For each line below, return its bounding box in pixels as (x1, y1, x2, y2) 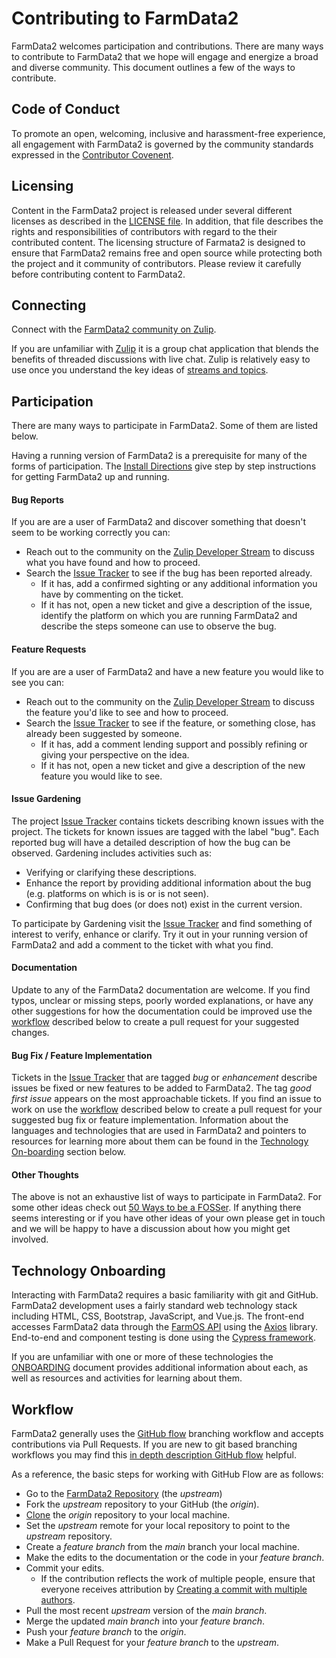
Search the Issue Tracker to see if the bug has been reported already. (25, 567, 313, 579)
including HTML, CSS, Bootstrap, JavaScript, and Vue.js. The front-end (11, 1310, 305, 1322)
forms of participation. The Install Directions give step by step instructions (11, 460, 317, 472)
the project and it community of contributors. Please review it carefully (11, 257, 302, 269)
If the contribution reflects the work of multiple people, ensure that (40, 1573, 316, 1585)
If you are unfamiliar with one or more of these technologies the (11, 1351, 274, 1363)
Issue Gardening (11, 793, 82, 805)
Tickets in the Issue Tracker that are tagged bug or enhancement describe (11, 1072, 318, 1084)
